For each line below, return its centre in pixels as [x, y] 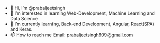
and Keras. [21, 29]
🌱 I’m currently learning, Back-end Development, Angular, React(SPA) [82, 24]
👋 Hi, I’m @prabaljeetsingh [38, 8]
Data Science [24, 18]
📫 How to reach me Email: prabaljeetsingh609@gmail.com [71, 35]
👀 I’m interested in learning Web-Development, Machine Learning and [83, 13]
